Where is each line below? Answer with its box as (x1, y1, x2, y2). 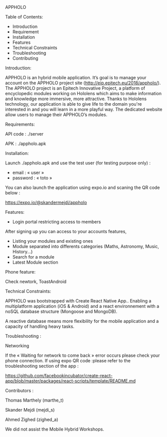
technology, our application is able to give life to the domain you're (5, 101, 142, 107)
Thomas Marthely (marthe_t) (5, 397, 64, 403)
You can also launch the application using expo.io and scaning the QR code (5, 184, 160, 190)
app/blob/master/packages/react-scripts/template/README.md (5, 378, 136, 384)
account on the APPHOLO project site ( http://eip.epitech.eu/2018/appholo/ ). (5, 80, 161, 86)
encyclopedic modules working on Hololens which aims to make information (5, 91, 162, 96)
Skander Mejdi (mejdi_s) (5, 407, 55, 413)
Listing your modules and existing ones (12, 238, 93, 244)
